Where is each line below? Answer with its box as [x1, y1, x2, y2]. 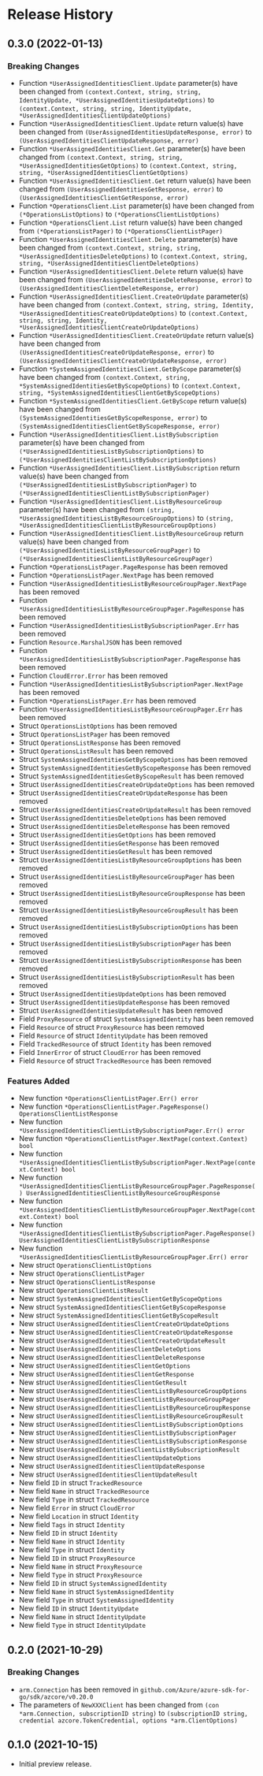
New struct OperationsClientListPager [18, 1269, 145, 1278]
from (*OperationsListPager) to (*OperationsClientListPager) [18, 226, 224, 236]
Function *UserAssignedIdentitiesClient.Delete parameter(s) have [18, 234, 238, 243]
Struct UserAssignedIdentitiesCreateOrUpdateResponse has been [18, 788, 228, 797]
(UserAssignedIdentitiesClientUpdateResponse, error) [18, 136, 199, 145]
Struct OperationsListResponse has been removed [18, 738, 181, 747]
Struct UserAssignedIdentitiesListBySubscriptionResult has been [18, 972, 235, 982]
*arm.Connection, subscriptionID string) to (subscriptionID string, [18, 1708, 249, 1718]
